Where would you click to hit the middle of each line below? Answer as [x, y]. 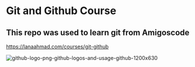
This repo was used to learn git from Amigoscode [98, 33]
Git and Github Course [61, 11]
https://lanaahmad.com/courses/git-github [57, 46]
